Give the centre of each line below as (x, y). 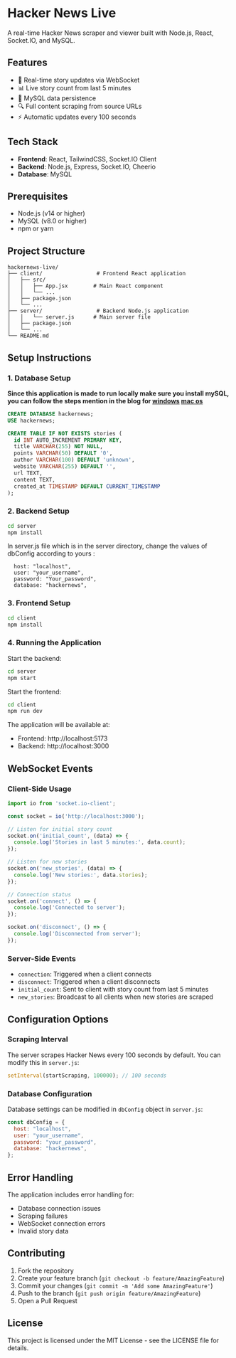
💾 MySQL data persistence (57, 98)
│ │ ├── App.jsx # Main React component (85, 286)
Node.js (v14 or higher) (51, 213)
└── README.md (28, 336)
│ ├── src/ (27, 280)
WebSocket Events (50, 769)
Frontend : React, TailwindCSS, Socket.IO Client (87, 159)
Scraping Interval (38, 1039)
